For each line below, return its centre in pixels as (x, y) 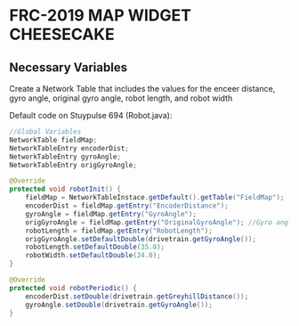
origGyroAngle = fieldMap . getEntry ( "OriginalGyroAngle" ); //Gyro (149, 222)
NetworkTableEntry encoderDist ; (69, 148)
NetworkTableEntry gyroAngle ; (65, 157)
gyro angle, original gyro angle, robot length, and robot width (121, 98)
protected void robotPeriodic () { (73, 288)
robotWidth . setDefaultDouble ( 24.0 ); (93, 256)
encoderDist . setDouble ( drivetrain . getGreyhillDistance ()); (137, 296)
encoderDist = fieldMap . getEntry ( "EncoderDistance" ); (127, 206)
